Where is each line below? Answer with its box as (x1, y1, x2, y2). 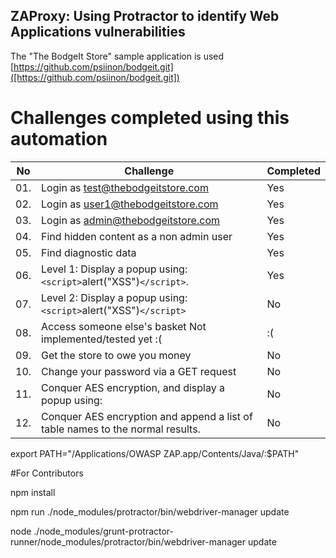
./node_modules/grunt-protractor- (33, 525, 175, 537)
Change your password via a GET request (41, 364, 237, 378)
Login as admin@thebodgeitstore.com (41, 213, 220, 227)
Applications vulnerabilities (10, 24, 186, 41)
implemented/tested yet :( (41, 332, 163, 346)
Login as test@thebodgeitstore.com (41, 180, 209, 194)
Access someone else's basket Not (41, 319, 207, 333)
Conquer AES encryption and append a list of (41, 409, 253, 423)
